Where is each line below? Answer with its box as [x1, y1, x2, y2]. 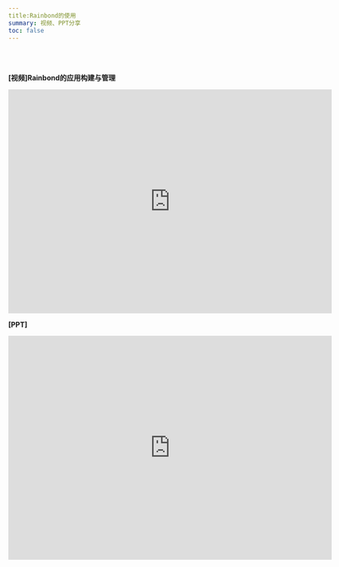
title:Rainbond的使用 [8, 11, 76, 20]
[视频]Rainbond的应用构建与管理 [8, 73, 116, 83]
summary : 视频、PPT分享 [8, 19, 81, 27]
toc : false [8, 26, 45, 34]
